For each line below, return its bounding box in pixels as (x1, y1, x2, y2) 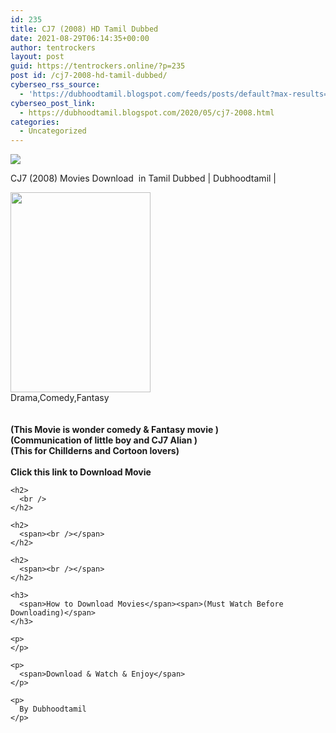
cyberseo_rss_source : (10, 80, 101, 90)
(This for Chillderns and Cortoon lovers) (10, 445, 180, 457)
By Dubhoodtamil (19, 704, 87, 715)
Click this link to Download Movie (10, 466, 152, 478)
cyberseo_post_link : (10, 98, 97, 108)
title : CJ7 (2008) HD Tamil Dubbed (10, 24, 159, 34)
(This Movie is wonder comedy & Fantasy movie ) (10, 424, 219, 436)
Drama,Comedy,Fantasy (10, 392, 110, 404)
